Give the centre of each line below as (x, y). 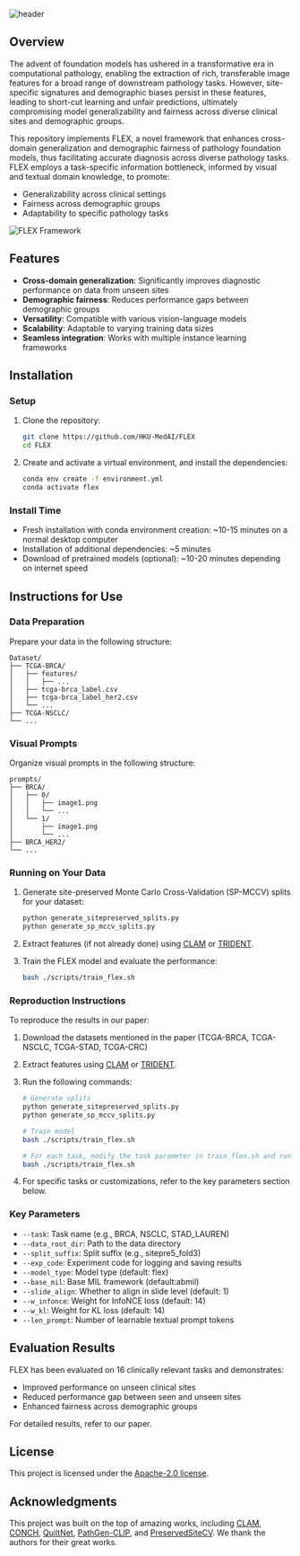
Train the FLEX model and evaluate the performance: (120, 961)
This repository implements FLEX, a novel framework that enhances (134, 138)
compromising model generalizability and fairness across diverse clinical (143, 111)
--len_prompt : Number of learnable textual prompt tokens (128, 1320)
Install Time (35, 510)
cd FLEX (36, 446)
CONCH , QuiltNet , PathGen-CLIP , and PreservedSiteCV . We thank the (137, 1533)
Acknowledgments (64, 1502)
